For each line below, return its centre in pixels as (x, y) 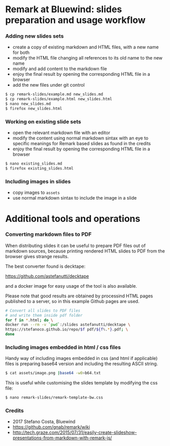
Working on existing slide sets (43, 122)
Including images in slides (38, 181)
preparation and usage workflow (75, 20)
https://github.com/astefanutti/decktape (47, 276)
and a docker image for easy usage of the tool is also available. (71, 286)
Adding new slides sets (35, 36)
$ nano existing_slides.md (34, 164)
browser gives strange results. (37, 256)
